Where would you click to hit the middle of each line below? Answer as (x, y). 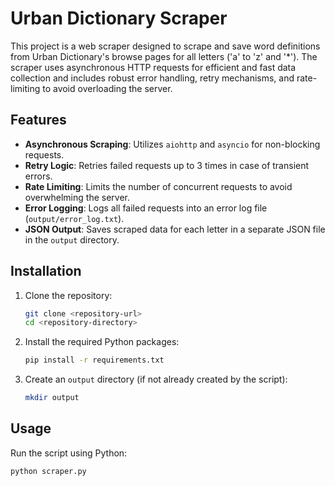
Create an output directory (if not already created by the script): (156, 379)
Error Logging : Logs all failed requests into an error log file (146, 208)
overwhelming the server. (77, 197)
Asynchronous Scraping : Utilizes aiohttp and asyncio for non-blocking (172, 144)
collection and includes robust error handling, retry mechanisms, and (152, 78)
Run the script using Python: (69, 453)
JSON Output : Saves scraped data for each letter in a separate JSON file (175, 229)
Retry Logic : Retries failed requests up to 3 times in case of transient (167, 165)
